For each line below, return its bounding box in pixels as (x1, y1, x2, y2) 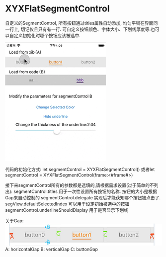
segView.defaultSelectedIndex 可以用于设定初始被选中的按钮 (5, 201, 130, 207)
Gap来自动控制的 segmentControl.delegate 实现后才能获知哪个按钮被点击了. (5, 194, 161, 200)
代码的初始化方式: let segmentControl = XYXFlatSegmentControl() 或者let (5, 166, 155, 172)
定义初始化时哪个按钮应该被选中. (13, 32, 81, 38)
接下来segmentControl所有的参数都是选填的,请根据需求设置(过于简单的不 (5, 182, 154, 188)
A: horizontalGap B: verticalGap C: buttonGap (5, 246, 98, 252)
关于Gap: (5, 217, 24, 224)
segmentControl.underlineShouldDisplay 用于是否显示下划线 (5, 207, 128, 213)
